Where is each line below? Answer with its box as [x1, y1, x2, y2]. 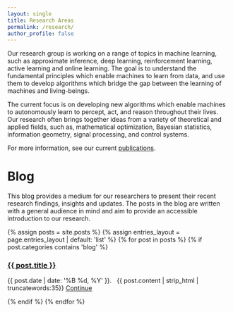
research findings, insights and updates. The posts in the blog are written [7, 199, 220, 208]
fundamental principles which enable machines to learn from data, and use [7, 72, 225, 80]
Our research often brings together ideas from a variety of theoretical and [7, 116, 222, 124]
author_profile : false [7, 30, 74, 37]
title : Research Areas [7, 17, 74, 24]
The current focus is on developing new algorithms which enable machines [7, 100, 226, 109]
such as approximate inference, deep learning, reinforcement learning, [7, 57, 213, 65]
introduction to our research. [7, 214, 90, 223]
